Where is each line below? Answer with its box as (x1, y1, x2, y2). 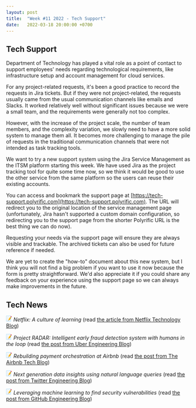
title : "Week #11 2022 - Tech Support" (6, 15, 106, 22)
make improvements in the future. (6, 283, 88, 290)
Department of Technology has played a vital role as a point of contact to (6, 60, 183, 67)
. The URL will (145, 198, 179, 205)
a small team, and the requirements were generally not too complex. (6, 108, 170, 115)
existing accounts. (6, 181, 50, 188)
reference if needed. (6, 247, 56, 254)
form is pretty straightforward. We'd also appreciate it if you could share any (6, 271, 190, 278)
